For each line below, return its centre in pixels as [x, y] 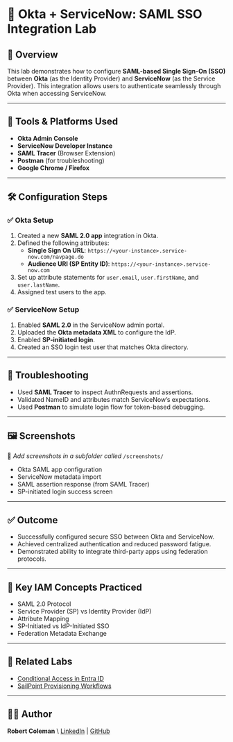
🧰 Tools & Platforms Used [63, 122]
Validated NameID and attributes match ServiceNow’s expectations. [114, 399]
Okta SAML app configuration [60, 470]
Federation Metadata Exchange [62, 634]
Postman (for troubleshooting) [61, 160]
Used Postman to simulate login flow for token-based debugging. [111, 407]
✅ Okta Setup [31, 220]
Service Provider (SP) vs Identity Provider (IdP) [84, 612]
